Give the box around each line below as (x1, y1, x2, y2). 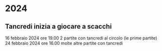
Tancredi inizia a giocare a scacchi (5, 22, 112, 31)
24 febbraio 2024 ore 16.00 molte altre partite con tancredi (5, 40, 123, 46)
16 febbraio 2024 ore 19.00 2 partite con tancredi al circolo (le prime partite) (5, 35, 157, 41)
